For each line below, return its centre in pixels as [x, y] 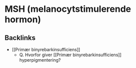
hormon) [23, 19]
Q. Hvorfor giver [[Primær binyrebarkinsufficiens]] [70, 55]
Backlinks [20, 38]
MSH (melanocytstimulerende [68, 9]
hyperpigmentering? [40, 60]
